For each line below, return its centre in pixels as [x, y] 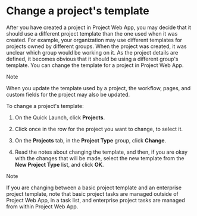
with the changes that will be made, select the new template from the [99, 158]
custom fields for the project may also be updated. [68, 94]
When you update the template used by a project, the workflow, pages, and [98, 88]
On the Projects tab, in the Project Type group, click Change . [90, 140]
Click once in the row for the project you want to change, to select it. [99, 129]
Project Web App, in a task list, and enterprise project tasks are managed [96, 200]
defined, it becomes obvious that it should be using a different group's [92, 59]
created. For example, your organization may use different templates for [94, 40]
